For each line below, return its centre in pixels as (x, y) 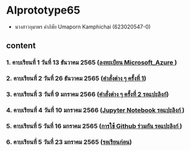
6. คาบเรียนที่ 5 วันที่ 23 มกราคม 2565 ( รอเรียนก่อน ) (69, 142)
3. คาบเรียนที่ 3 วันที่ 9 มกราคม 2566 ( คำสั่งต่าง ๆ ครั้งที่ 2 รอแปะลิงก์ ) (88, 94)
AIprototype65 (43, 10)
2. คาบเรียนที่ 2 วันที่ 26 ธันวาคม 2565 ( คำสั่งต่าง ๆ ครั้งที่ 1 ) (76, 79)
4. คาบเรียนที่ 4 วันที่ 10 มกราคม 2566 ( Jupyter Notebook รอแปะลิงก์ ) (96, 110)
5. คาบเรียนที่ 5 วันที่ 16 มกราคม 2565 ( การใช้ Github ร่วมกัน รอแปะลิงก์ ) (94, 126)
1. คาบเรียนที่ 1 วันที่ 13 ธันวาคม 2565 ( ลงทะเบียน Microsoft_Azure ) (91, 63)
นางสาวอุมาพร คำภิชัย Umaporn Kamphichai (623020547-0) (83, 27)
